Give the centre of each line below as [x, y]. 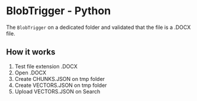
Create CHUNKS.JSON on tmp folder [60, 79]
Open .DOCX [30, 73]
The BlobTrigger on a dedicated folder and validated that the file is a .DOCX [98, 27]
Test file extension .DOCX [46, 66]
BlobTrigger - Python [59, 11]
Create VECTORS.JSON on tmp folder [61, 85]
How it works [31, 52]
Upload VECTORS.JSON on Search [57, 91]
